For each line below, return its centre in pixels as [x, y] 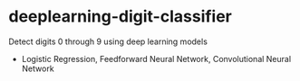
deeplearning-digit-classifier [121, 17]
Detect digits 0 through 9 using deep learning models [108, 41]
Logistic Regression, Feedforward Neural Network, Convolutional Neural [156, 58]
